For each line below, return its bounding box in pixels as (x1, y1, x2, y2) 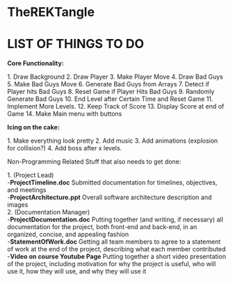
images (7, 201, 29, 209)
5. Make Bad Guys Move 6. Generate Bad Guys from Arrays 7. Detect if (7, 80, 210, 88)
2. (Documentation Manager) (7, 208, 90, 217)
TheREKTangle (7, 4, 95, 20)
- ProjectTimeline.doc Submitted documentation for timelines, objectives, (7, 178, 218, 187)
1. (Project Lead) (7, 171, 54, 180)
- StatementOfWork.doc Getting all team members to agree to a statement (7, 237, 221, 246)
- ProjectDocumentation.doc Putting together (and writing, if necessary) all (7, 215, 224, 224)
